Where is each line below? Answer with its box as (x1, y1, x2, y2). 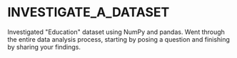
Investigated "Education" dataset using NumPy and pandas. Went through (7, 28, 225, 36)
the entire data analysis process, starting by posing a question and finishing (7, 35, 231, 43)
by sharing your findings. (7, 42, 81, 51)
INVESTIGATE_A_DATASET (7, 4, 170, 21)
